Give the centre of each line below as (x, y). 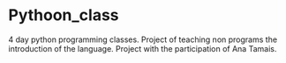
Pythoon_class (64, 15)
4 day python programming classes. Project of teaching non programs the (143, 39)
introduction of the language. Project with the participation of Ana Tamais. (143, 48)
